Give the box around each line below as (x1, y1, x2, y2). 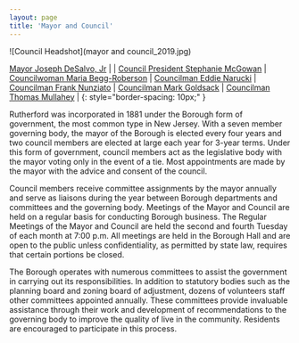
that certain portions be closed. (9, 249, 125, 259)
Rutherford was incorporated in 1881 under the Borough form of (9, 109, 244, 119)
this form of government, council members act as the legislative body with (9, 146, 283, 157)
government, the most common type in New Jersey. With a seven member (9, 118, 283, 129)
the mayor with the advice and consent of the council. (9, 166, 208, 176)
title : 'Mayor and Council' (9, 21, 114, 30)
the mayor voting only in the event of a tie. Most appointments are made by (9, 156, 286, 167)
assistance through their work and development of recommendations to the (9, 304, 287, 314)
